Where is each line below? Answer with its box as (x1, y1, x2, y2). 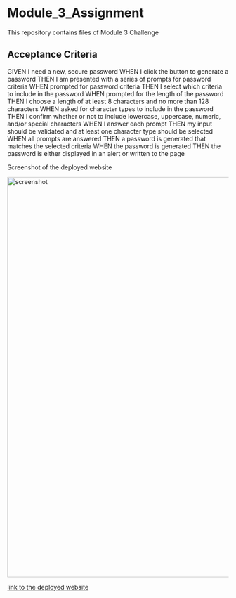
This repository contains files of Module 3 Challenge (7, 28, 159, 37)
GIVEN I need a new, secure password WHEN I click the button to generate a (7, 67, 229, 75)
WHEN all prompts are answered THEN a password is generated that (7, 134, 206, 143)
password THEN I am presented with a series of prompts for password (7, 74, 211, 83)
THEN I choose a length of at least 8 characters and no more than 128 (7, 97, 209, 105)
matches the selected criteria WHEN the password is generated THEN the (7, 142, 221, 150)
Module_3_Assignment (7, 5, 144, 21)
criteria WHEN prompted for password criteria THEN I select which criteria (7, 82, 223, 91)
